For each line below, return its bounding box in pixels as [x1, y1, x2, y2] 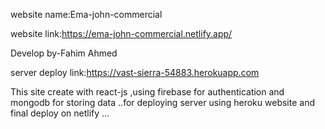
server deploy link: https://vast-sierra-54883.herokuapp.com [10, 67, 260, 78]
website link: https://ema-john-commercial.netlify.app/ [10, 28, 233, 39]
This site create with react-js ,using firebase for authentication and [10, 86, 285, 98]
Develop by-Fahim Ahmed [10, 47, 118, 59]
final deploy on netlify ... [10, 107, 110, 119]
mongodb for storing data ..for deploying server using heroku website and [10, 97, 315, 108]
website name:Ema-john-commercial [10, 9, 163, 20]
